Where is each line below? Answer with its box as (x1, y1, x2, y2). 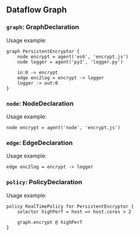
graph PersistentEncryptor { (6, 48, 80, 54)
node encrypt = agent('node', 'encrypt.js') (6, 124, 121, 130)
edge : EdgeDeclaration (6, 138, 73, 147)
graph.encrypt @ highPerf (17, 219, 83, 225)
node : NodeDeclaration (6, 99, 74, 107)
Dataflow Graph (6, 5, 67, 15)
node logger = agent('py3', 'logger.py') (17, 59, 123, 65)
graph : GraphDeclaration (6, 23, 79, 31)
